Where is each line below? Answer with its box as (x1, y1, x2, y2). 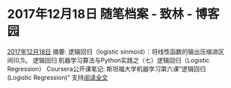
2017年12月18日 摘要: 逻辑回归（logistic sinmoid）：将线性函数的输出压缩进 (7, 47, 219, 56)
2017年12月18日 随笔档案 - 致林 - (7, 6, 193, 22)
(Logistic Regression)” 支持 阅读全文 (7, 73, 108, 81)
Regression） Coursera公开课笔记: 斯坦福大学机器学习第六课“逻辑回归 (7, 65, 206, 73)
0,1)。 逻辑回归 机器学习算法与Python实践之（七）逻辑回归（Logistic (15, 56, 210, 64)
